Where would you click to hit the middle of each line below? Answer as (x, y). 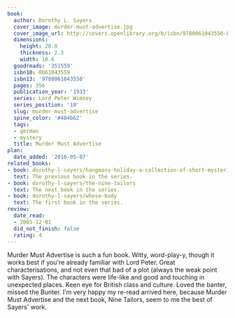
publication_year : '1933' (51, 92)
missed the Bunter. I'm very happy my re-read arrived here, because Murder (117, 292)
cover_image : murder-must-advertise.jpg (73, 27)
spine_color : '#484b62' (48, 118)
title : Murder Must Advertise (57, 144)
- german (26, 131)
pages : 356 (29, 85)
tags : (22, 124)
